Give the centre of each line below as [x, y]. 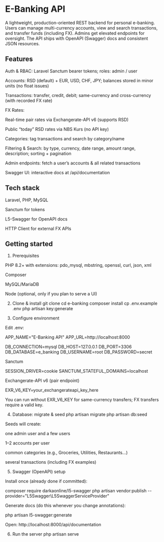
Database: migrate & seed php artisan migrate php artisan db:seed [80, 414]
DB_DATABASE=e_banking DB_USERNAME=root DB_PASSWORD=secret [79, 352]
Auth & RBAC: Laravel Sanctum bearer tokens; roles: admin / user [71, 71]
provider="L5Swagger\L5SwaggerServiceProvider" [57, 496]
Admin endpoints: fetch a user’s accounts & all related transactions [73, 163]
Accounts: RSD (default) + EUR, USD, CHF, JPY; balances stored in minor [79, 80]
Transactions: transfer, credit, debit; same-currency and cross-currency [78, 95]
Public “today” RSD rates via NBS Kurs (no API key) [57, 129]
